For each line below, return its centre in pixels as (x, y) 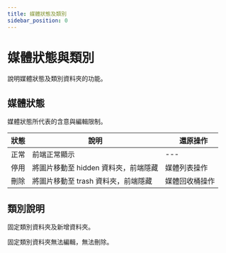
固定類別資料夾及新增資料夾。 (51, 227)
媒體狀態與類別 (51, 58)
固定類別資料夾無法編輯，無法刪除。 (60, 242)
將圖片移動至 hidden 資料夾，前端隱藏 (95, 168)
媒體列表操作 (187, 168)
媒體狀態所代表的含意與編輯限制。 (57, 122)
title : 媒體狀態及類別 (37, 14)
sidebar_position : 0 (38, 21)
